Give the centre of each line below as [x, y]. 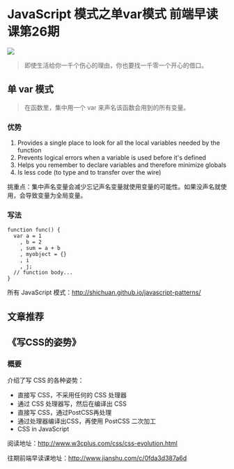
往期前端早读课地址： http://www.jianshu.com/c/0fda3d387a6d [97, 458]
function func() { [34, 230]
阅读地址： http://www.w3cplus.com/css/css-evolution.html [92, 443]
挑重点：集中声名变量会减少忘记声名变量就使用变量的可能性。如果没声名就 [114, 187]
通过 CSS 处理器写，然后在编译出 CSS [72, 404]
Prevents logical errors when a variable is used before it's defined [112, 158]
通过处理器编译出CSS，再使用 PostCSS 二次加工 [87, 421]
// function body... [43, 273]
